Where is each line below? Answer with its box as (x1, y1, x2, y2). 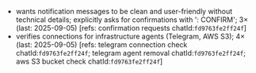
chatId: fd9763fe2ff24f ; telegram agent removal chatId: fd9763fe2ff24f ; (15, 49, 246, 57)
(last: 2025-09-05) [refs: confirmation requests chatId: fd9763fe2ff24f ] (15, 24, 247, 32)
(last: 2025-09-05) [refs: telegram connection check (15, 40, 188, 49)
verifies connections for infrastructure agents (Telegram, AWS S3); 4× (15, 31, 246, 41)
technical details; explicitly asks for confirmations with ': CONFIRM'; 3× (15, 15, 249, 24)
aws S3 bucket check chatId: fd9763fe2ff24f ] (15, 57, 163, 66)
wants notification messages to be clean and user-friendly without (15, 7, 233, 16)
